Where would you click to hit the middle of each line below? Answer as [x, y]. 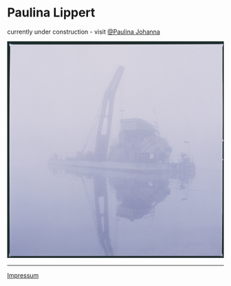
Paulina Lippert [51, 13]
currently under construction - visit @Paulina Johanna [84, 32]
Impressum [23, 275]
